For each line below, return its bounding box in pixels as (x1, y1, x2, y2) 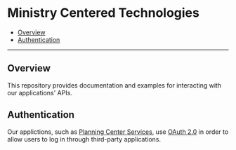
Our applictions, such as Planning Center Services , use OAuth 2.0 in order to (7, 128, 229, 136)
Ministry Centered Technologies (7, 5, 200, 21)
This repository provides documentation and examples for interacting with (7, 81, 222, 89)
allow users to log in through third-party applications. (7, 135, 162, 143)
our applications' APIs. (7, 88, 72, 97)
